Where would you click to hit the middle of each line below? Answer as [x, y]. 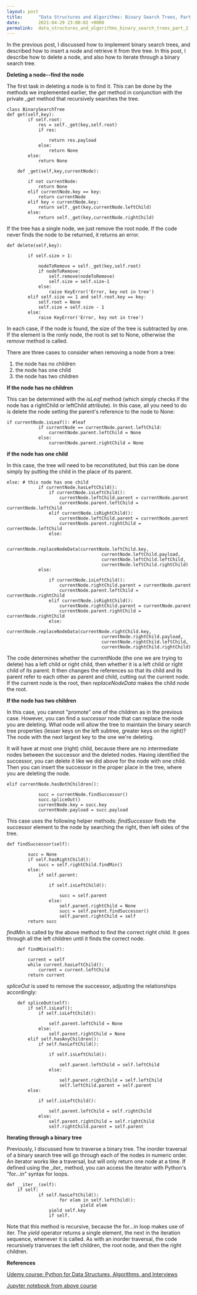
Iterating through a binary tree [44, 1138]
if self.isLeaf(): [50, 1008]
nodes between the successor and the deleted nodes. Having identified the [98, 755]
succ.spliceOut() [59, 800]
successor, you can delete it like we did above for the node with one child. [96, 761]
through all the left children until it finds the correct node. [76, 938]
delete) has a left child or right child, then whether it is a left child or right [95, 664]
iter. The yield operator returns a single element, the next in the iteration [94, 1233]
